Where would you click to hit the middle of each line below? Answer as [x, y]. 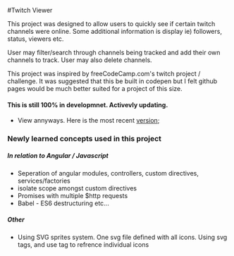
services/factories [44, 181]
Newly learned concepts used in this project [85, 139]
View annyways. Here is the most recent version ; [88, 121]
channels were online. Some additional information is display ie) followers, [115, 31]
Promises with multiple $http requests [73, 196]
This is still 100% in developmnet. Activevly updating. [88, 104]
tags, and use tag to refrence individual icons [83, 245]
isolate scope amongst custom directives [77, 188]
